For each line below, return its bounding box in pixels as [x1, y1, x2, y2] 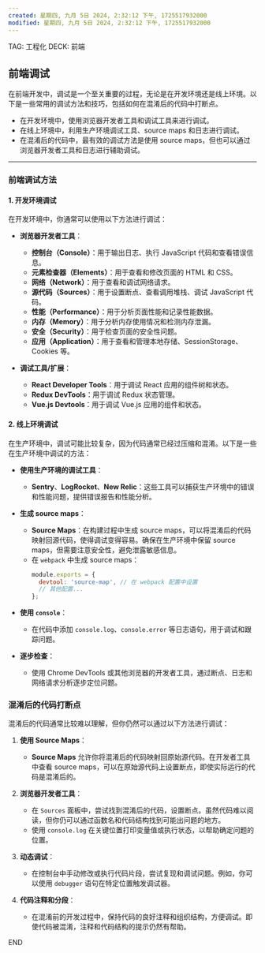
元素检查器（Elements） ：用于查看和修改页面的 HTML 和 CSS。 [31, 267, 237, 277]
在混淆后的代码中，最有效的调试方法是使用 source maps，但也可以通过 [19, 136, 251, 145]
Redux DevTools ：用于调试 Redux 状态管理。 [31, 390, 180, 399]
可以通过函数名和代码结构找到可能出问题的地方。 [65, 816, 226, 825]
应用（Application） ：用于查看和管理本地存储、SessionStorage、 [31, 337, 243, 346]
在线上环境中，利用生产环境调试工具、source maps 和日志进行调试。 [19, 125, 244, 135]
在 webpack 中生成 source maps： [31, 555, 140, 564]
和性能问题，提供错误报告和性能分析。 [31, 491, 156, 501]
